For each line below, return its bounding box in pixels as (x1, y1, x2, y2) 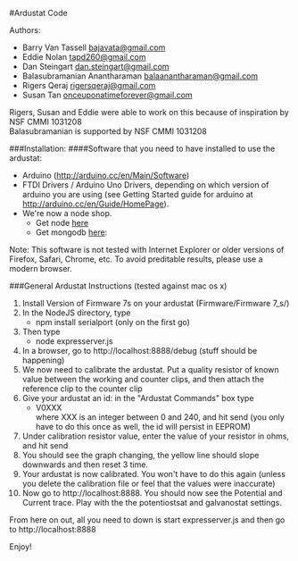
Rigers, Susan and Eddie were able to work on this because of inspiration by (9, 107, 290, 117)
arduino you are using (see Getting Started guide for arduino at (21, 189, 253, 199)
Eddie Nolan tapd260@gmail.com (21, 52, 146, 62)
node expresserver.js (35, 336, 113, 347)
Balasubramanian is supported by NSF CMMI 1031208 (9, 126, 207, 137)
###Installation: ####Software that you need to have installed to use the (9, 143, 276, 154)
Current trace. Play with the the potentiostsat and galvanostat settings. (21, 498, 283, 507)
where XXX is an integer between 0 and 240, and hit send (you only (35, 412, 286, 423)
